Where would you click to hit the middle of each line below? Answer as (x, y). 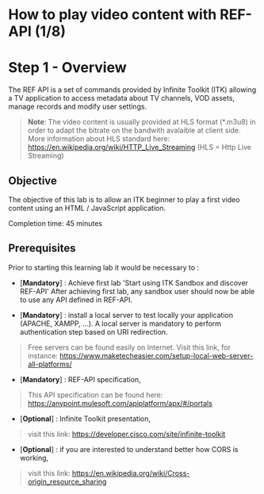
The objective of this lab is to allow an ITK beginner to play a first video (124, 199)
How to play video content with (113, 15)
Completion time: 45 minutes (55, 223)
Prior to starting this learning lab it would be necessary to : (104, 267)
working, (34, 458)
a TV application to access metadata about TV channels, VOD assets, (122, 98)
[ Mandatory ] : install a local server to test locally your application (126, 315)
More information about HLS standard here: (99, 139)
